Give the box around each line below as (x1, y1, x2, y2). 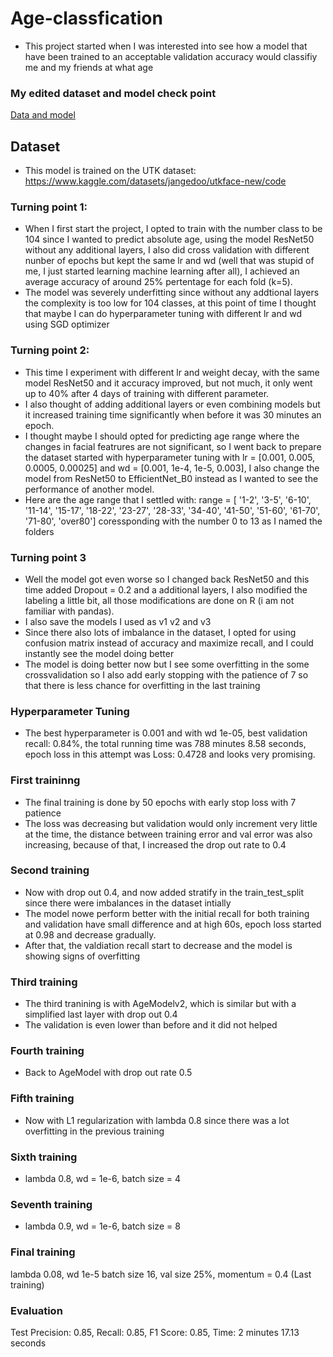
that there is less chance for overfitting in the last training (24, 679, 261, 691)
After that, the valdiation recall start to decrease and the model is (24, 939, 293, 951)
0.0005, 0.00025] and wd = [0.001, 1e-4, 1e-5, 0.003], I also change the (24, 462, 320, 474)
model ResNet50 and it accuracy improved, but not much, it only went (24, 377, 313, 389)
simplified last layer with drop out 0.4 (24, 1008, 178, 1021)
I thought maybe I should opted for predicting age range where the (24, 430, 300, 442)
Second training (10, 863, 90, 877)
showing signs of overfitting (24, 950, 141, 962)
